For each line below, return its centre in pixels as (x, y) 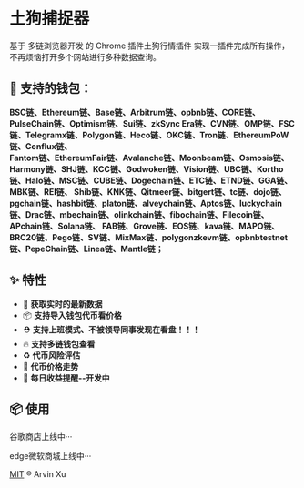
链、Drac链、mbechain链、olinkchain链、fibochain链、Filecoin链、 (139, 214)
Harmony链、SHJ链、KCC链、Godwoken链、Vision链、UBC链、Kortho (147, 168)
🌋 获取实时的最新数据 (62, 304)
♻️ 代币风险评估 (51, 355)
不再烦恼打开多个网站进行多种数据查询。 (85, 56)
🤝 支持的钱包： (51, 89)
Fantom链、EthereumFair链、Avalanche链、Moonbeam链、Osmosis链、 (149, 158)
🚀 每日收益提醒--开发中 (66, 378)
